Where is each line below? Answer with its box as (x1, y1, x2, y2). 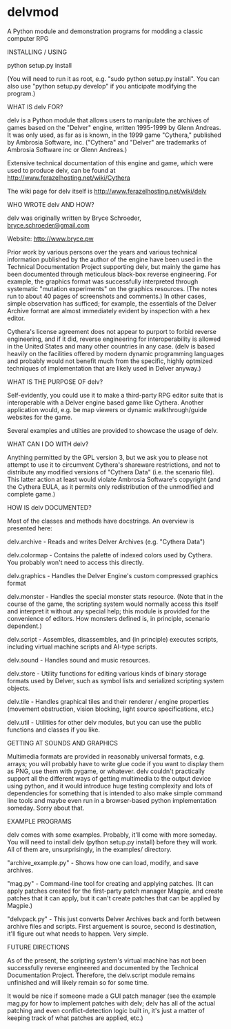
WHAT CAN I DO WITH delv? (7, 440, 89, 448)
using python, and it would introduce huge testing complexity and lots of (7, 781, 213, 790)
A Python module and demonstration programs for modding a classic (7, 27, 203, 35)
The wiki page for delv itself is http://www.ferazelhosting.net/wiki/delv (7, 187, 207, 195)
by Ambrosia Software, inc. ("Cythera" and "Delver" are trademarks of (7, 138, 207, 146)
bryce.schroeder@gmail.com (7, 221, 90, 229)
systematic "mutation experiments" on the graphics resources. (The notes (7, 284, 218, 293)
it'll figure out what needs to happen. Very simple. (7, 929, 149, 938)
